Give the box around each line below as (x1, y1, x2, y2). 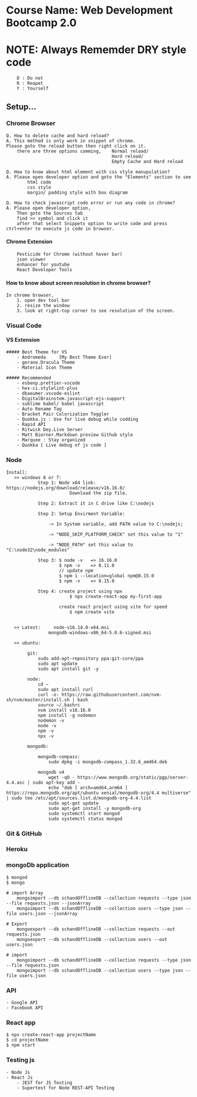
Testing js (6, 1056, 35, 1064)
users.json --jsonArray (19, 910, 78, 916)
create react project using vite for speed (58, 604, 168, 610)
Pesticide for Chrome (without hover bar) (17, 252, 123, 258)
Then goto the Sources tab (17, 210, 83, 216)
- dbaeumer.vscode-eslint (17, 390, 81, 396)
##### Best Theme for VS (6, 349, 67, 355)
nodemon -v (37, 717, 65, 724)
